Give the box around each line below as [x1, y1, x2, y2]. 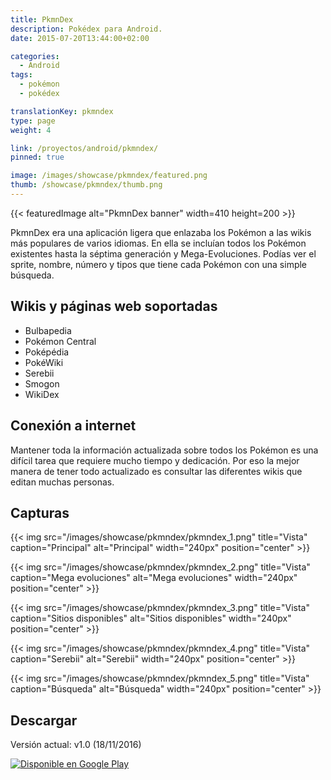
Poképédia [24, 346, 70, 358]
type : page [10, 116, 56, 126]
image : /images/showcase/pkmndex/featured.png [10, 171, 208, 181]
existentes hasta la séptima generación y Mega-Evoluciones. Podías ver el [10, 247, 317, 260]
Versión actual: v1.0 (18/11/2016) [10, 739, 142, 751]
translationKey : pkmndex [10, 106, 114, 116]
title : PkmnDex [10, 14, 74, 25]
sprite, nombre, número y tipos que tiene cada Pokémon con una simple [10, 258, 308, 270]
